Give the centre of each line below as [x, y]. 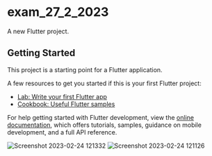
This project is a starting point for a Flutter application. [85, 69]
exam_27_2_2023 [58, 12]
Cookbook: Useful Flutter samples [66, 104]
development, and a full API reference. [62, 132]
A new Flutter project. [38, 31]
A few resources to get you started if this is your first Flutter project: [104, 83]
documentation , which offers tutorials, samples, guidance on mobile [104, 125]
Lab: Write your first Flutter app [62, 96]
